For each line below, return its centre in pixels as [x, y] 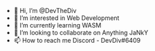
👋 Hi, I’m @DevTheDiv [45, 11]
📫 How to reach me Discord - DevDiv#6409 [77, 40]
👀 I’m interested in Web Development [66, 18]
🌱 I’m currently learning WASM [57, 25]
